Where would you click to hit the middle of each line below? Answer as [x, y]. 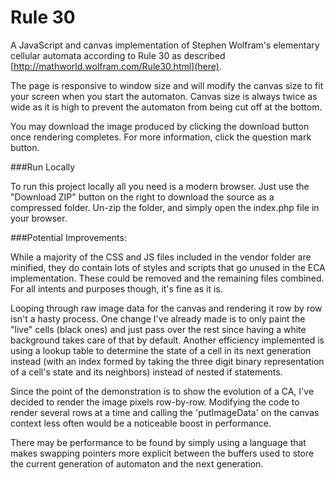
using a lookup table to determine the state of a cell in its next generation [161, 350]
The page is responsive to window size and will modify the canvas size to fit [167, 85]
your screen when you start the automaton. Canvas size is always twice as [164, 96]
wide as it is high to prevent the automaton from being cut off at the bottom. [166, 107]
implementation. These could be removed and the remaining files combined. [167, 278]
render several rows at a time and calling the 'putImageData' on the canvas [165, 412]
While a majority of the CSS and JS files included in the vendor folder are [161, 257]
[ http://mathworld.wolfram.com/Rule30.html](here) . [116, 66]
